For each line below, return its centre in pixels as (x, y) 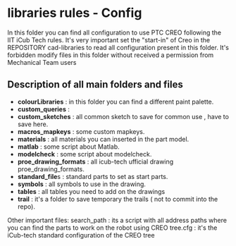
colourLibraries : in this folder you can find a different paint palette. (116, 102)
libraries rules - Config (75, 13)
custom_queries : (44, 109)
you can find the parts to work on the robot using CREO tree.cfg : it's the (112, 228)
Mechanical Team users (42, 62)
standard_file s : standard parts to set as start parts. (93, 176)
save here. (33, 124)
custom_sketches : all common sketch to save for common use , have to (123, 116)
